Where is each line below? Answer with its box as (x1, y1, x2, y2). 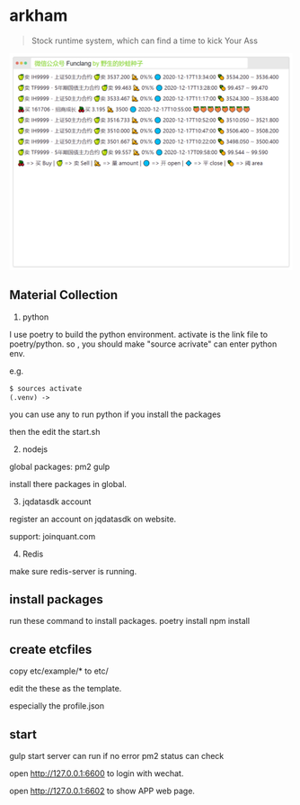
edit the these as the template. (9, 683, 122, 694)
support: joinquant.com (9, 530, 96, 541)
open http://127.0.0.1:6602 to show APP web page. (9, 785, 196, 797)
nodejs (22, 443, 48, 455)
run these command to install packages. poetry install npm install (9, 616, 250, 627)
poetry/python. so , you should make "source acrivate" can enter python (9, 339, 278, 349)
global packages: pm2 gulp (9, 461, 110, 472)
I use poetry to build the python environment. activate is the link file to (9, 329, 268, 339)
